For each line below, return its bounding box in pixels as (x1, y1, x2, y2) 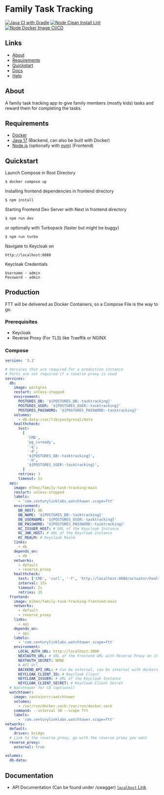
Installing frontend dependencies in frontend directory (5, 188, 114, 194)
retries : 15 (18, 590, 42, 595)
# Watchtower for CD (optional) (9, 685, 76, 690)
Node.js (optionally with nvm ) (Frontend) (12, 143, 94, 149)
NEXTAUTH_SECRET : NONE (18, 658, 64, 663)
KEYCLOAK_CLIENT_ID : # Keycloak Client (18, 672, 99, 677)
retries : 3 (18, 472, 41, 477)
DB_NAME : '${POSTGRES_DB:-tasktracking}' (18, 512, 104, 517)
